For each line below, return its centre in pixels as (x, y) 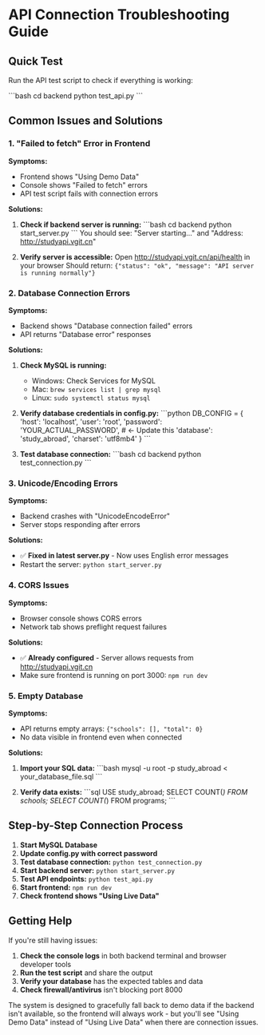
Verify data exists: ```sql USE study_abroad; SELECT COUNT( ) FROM (134, 791)
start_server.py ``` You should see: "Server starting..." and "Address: (131, 232)
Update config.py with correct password (89, 853)
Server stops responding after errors (80, 525)
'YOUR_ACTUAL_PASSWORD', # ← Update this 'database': (116, 430)
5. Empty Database (46, 696)
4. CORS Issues (39, 585)
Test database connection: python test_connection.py (111, 862)
